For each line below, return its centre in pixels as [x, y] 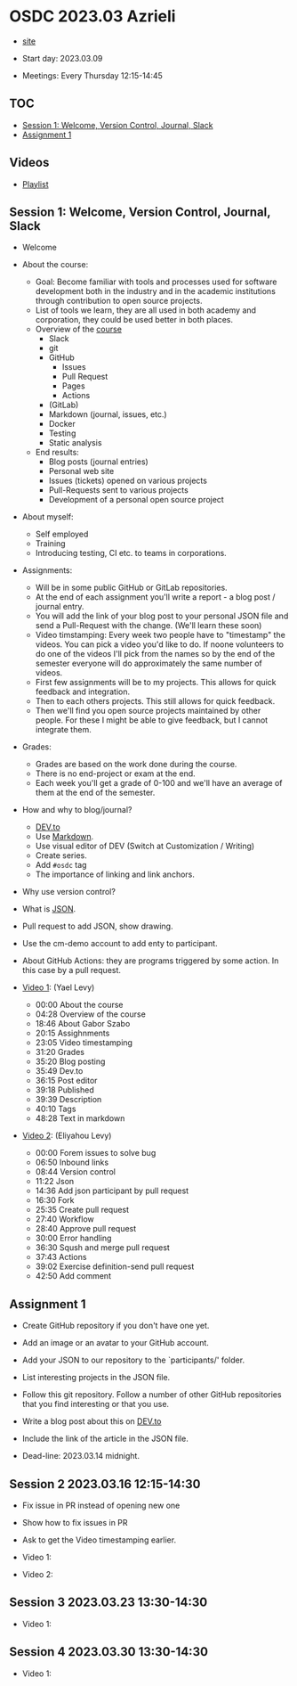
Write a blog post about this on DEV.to [92, 1421]
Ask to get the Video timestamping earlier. [99, 1540]
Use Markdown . [64, 837]
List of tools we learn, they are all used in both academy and [145, 310]
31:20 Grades [60, 1052]
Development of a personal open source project [136, 500]
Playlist [35, 184]
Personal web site [81, 471]
